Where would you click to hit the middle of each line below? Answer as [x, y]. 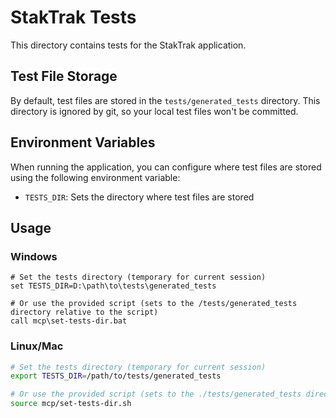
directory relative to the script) [84, 312]
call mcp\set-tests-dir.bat [69, 321]
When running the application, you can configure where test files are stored [166, 167]
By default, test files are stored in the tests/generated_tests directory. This [165, 100]
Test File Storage [64, 76]
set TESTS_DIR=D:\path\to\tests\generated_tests [113, 286]
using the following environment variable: [95, 177]
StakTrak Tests [73, 17]
